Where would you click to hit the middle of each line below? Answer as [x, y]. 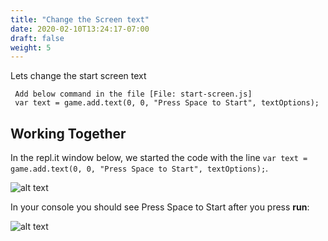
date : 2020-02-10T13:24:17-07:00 [80, 29]
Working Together [68, 133]
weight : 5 [31, 47]
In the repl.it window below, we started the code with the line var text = [159, 158]
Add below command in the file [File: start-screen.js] [133, 94]
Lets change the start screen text [78, 76]
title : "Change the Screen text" [80, 19]
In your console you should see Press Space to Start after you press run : [160, 207]
